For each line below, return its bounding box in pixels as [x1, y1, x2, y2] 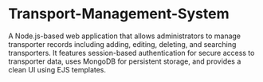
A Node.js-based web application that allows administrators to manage [8, 31, 241, 41]
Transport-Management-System [8, 5, 230, 23]
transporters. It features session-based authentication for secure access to [8, 48, 255, 57]
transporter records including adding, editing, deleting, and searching [8, 39, 237, 49]
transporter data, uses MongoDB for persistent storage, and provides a [8, 57, 241, 66]
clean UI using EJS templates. [8, 64, 106, 74]
